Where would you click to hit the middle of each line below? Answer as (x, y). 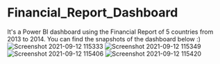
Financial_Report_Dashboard (93, 13)
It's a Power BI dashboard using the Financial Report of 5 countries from (110, 32)
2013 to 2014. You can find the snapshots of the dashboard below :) (104, 39)
